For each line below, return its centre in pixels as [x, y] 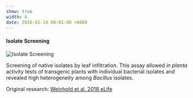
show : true [19, 11]
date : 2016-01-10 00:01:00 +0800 [47, 22]
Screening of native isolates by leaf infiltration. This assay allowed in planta [97, 65]
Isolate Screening [28, 41]
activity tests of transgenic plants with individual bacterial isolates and [91, 71]
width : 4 [17, 17]
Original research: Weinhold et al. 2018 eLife [59, 89]
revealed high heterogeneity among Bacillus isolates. [70, 78]
